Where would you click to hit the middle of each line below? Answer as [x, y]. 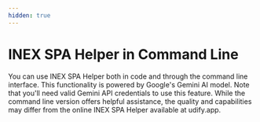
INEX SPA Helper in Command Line [123, 54]
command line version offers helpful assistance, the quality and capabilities [130, 101]
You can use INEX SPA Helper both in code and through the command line [128, 76]
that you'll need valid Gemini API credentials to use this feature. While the [127, 93]
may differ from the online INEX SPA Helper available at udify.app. [115, 109]
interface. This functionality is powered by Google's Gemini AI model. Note [129, 84]
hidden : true [29, 15]
